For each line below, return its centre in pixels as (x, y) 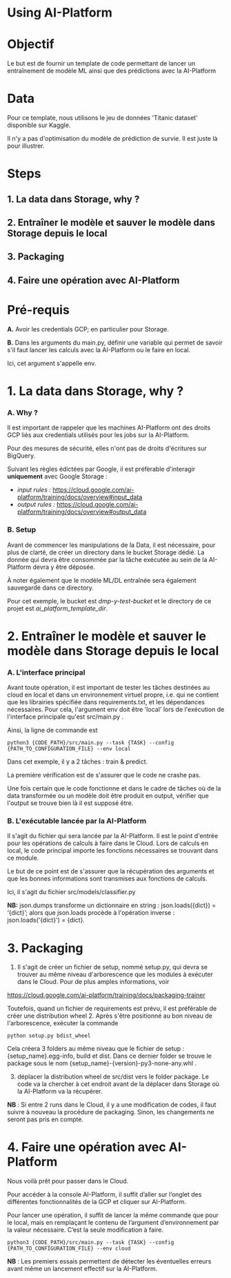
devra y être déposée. (64, 567)
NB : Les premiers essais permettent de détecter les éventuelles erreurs (109, 1261)
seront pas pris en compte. (46, 1119)
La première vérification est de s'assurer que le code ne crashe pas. (104, 775)
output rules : (36, 505)
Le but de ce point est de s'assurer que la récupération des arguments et (111, 871)
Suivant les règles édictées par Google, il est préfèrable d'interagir (101, 469)
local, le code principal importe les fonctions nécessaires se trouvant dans (113, 851)
